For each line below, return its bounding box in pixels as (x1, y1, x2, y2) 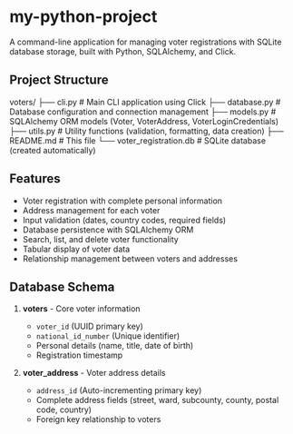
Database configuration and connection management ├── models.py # (9, 106, 277, 117)
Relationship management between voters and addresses (22, 252, 239, 264)
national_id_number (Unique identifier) (35, 330, 181, 341)
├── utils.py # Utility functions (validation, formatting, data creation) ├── (9, 125, 284, 136)
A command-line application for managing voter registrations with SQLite (9, 36, 282, 47)
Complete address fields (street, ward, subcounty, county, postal (35, 395, 279, 406)
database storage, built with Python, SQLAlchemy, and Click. (9, 45, 237, 56)
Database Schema (9, 279, 115, 294)
